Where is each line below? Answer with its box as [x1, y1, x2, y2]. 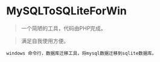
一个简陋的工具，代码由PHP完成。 [21, 24, 107, 32]
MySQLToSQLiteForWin [6, 4, 127, 18]
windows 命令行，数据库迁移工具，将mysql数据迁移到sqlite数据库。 [6, 50, 157, 56]
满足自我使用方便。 [21, 37, 69, 44]
